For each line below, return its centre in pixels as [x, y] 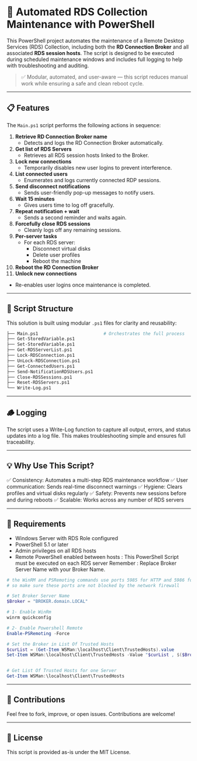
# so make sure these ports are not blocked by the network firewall [93, 585]
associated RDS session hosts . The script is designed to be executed [91, 53]
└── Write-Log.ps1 [29, 388]
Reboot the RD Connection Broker [57, 267]
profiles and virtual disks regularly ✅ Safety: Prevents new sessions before [96, 493]
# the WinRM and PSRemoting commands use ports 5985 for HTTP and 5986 [96, 580]
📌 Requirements [36, 524]
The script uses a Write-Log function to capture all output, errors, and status [99, 429]
